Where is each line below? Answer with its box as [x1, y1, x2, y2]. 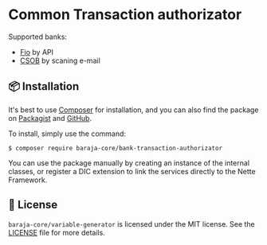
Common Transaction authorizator [8, 6, 242, 24]
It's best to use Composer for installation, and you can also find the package [8, 105, 259, 115]
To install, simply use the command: [8, 129, 126, 138]
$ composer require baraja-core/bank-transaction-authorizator [8, 144, 223, 152]
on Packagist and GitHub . [8, 113, 92, 122]
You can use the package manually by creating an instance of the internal [8, 157, 249, 168]
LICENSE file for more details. [8, 227, 105, 237]
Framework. [8, 175, 48, 185]
